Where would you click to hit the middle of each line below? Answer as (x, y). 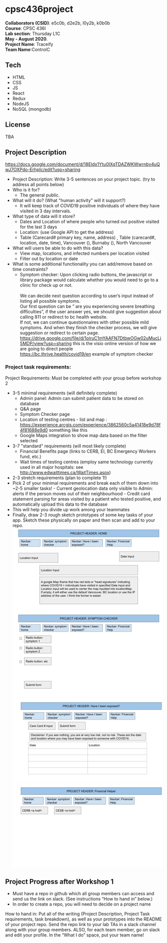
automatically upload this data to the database (60, 504)
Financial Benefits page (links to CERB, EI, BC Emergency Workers (88, 451)
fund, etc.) (30, 456)
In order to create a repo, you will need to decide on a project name (82, 904)
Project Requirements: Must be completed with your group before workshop (83, 378)
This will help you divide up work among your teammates (71, 509)
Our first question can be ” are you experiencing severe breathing (87, 306)
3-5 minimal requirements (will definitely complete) (65, 393)
